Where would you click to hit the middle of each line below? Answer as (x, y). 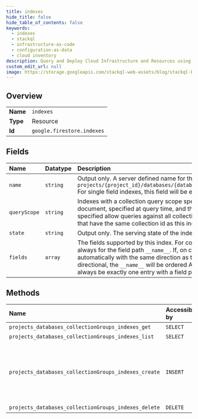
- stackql (23, 39)
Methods (23, 293)
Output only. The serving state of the (128, 233)
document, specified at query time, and (132, 208)
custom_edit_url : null (34, 66)
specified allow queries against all (124, 216)
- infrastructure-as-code (43, 45)
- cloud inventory (34, 55)
